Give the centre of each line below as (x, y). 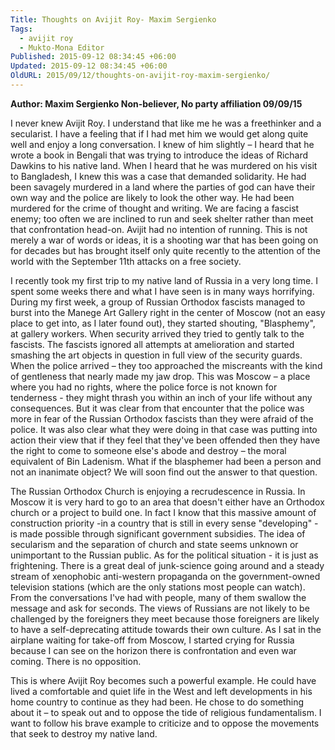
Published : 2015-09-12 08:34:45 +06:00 (93, 57)
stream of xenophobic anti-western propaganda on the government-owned (165, 576)
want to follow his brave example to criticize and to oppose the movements (165, 723)
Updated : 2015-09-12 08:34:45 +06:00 (89, 66)
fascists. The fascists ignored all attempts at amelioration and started (152, 344)
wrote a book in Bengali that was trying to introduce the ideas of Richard (159, 155)
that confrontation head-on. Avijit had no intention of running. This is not (159, 229)
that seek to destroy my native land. (84, 733)
